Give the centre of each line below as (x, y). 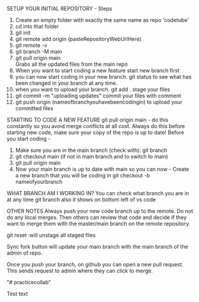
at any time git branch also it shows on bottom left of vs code (81, 199)
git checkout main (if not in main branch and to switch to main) (92, 156)
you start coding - (29, 139)
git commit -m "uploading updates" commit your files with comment (98, 96)
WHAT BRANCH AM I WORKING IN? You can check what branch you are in (98, 193)
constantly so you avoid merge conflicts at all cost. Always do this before (96, 126)
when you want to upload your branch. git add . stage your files (93, 89)
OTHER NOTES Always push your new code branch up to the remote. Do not (100, 211)
